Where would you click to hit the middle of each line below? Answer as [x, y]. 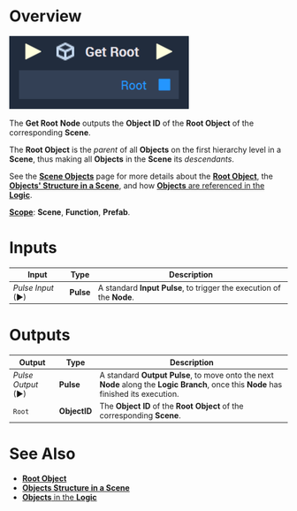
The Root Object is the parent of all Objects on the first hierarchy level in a [145, 149]
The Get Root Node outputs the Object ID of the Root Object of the [132, 123]
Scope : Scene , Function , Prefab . [70, 212]
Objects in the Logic [59, 497]
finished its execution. [139, 393]
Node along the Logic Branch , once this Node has [191, 384]
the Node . [116, 297]
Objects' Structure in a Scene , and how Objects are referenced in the [137, 185]
